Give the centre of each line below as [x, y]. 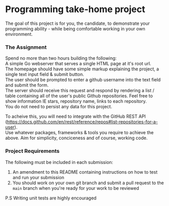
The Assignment [26, 47]
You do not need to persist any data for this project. [59, 107]
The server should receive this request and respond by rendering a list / [80, 91]
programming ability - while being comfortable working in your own [75, 28]
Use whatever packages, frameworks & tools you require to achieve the [79, 133]
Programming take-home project [75, 9]
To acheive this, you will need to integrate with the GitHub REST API [76, 116]
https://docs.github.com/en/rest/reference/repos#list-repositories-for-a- [82, 122]
